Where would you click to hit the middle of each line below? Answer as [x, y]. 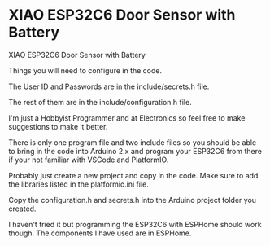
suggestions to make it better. [58, 126]
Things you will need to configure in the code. [85, 70]
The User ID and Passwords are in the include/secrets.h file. [109, 86]
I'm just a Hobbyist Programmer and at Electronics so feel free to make [127, 118]
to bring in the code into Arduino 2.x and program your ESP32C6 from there [135, 151]
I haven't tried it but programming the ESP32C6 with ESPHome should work [135, 224]
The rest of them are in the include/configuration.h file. [100, 102]
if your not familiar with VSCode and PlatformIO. [89, 160]
